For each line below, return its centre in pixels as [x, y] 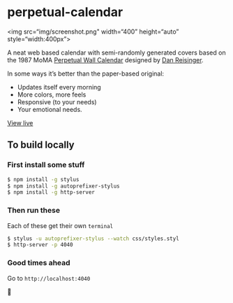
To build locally [41, 145]
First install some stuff [46, 165]
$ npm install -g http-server [51, 192]
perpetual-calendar [65, 12]
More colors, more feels [52, 94]
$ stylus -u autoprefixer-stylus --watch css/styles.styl [93, 239]
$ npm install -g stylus [43, 179]
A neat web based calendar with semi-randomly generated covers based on [116, 52]
